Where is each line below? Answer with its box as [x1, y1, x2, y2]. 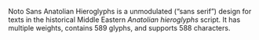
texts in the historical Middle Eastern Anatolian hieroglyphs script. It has [8, 15, 241, 24]
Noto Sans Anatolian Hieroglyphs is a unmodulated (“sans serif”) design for [8, 7, 252, 16]
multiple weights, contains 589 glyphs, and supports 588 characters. [8, 24, 231, 32]
